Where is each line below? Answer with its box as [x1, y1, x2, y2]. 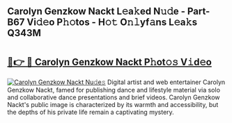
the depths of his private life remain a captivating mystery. [7, 108, 174, 116]
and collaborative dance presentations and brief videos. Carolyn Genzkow [7, 93, 220, 101]
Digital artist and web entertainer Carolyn [107, 78, 226, 86]
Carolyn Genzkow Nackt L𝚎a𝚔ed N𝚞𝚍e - [7, 6, 186, 17]
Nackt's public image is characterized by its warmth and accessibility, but [7, 101, 219, 108]
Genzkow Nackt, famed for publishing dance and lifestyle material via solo [7, 86, 221, 94]
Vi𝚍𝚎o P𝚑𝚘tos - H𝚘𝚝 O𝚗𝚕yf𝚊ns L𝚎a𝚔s [26, 17, 198, 28]
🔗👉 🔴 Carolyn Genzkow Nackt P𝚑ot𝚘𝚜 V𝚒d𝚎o [7, 56, 212, 68]
